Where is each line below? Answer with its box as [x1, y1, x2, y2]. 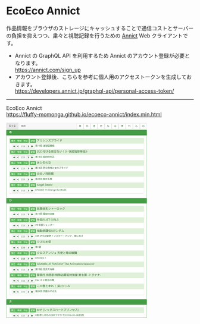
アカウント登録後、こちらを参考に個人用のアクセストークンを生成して [14, 73, 187, 80]
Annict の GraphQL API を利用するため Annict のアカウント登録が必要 [14, 52, 185, 59]
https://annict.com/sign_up [14, 66, 82, 73]
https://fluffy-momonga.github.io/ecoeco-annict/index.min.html [6, 111, 162, 118]
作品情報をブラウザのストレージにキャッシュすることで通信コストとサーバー [6, 24, 194, 32]
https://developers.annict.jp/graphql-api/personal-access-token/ [14, 87, 174, 95]
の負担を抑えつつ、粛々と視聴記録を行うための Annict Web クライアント [6, 32, 183, 39]
